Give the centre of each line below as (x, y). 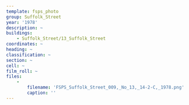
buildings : (19, 33)
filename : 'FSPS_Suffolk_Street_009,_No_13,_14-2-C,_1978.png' (106, 87)
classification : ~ (28, 55)
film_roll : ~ (22, 71)
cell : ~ (16, 66)
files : (14, 76)
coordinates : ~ (25, 44)
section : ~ (19, 60)
